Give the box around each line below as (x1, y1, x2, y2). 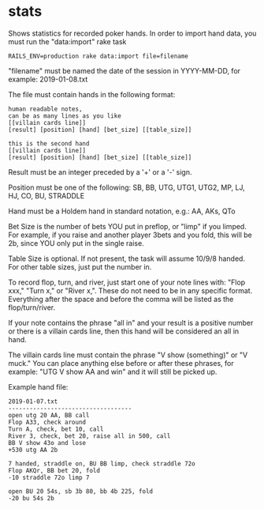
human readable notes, (8, 105, 83, 113)
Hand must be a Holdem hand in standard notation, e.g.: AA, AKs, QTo (8, 206, 236, 216)
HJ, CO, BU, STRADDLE (8, 190, 85, 200)
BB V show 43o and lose (8, 439, 87, 447)
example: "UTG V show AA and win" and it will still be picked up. (8, 367, 218, 376)
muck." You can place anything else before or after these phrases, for (8, 358, 234, 368)
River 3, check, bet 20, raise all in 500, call (8, 432, 171, 440)
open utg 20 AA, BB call (8, 411, 90, 419)
